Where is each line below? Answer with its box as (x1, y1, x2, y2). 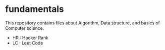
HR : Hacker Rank (12, 35, 49, 41)
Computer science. (5, 25, 44, 31)
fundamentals (5, 3, 64, 15)
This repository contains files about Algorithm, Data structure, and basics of (5, 20, 160, 26)
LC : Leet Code (12, 40, 43, 46)
